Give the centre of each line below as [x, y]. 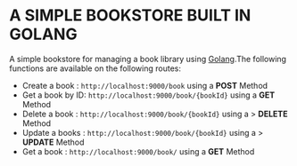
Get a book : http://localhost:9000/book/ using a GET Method [138, 151]
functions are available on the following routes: [95, 68]
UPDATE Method [53, 142]
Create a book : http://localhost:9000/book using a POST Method [145, 85]
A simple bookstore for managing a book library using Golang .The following [148, 59]
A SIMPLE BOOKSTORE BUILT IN [130, 16]
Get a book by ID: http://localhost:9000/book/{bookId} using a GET [148, 95]
